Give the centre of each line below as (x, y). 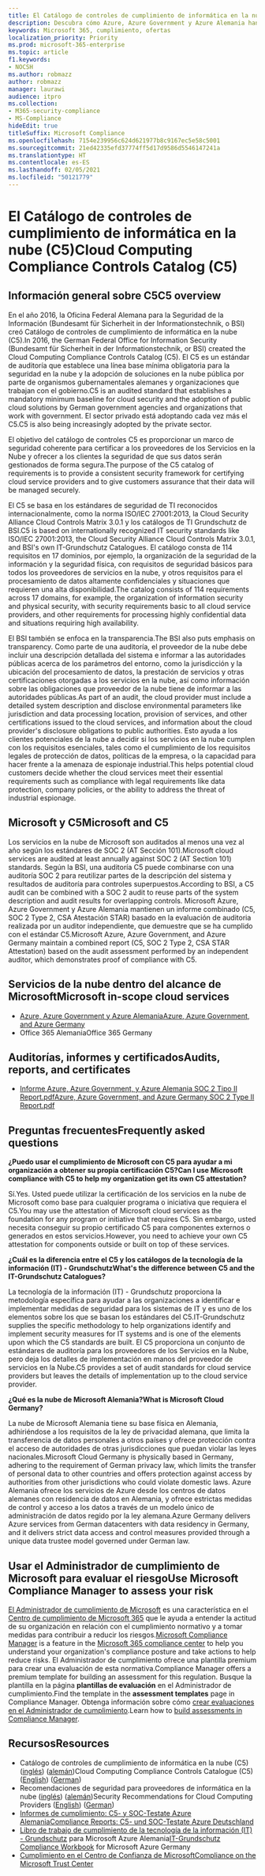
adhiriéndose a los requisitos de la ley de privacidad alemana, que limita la (129, 1432)
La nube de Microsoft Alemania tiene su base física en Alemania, (113, 1424)
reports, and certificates (69, 1070)
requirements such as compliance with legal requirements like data (117, 781)
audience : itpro (35, 96)
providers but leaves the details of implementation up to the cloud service (128, 1376)
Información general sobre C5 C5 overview (115, 296)
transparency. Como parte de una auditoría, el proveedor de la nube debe (128, 646)
